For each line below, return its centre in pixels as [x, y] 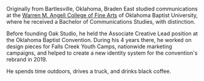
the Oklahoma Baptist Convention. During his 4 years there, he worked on [99, 40]
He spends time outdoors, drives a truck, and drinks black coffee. [89, 71]
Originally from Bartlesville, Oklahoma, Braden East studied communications [102, 9]
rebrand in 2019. [27, 59]
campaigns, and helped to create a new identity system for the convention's [102, 53]
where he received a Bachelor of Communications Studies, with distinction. [101, 22]
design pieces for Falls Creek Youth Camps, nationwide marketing [89, 46]
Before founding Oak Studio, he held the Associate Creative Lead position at [102, 33]
